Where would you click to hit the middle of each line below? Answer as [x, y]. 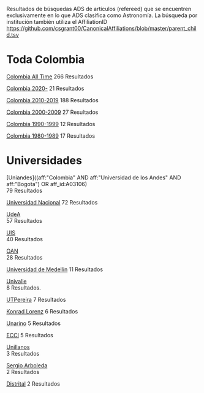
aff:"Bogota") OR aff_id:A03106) [47, 184]
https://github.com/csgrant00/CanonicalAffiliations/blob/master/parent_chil [101, 28]
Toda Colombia [45, 60]
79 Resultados [25, 190]
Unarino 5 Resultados [34, 323]
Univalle [17, 281]
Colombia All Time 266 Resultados [50, 77]
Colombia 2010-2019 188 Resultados [53, 100]
